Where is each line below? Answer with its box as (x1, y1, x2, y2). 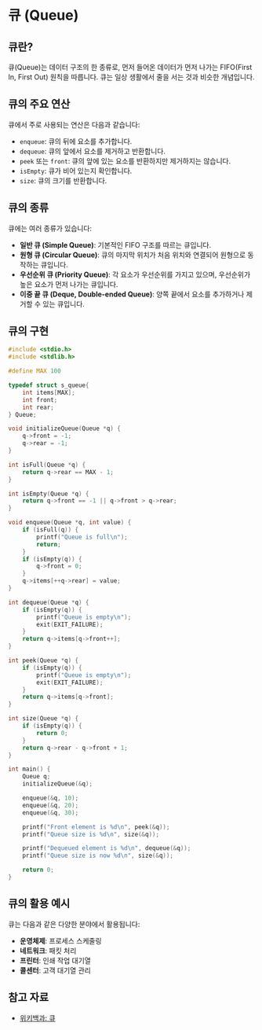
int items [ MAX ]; (22, 388, 76, 396)
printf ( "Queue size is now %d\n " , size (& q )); (22, 852, 174, 860)
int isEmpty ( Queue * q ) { (8, 490, 89, 498)
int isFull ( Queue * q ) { (8, 461, 86, 469)
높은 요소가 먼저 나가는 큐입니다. (19, 279, 118, 289)
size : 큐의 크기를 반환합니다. (19, 175, 107, 185)
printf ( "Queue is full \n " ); (36, 533, 128, 541)
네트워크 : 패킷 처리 (19, 946, 77, 955)
